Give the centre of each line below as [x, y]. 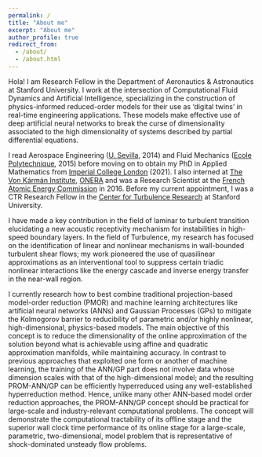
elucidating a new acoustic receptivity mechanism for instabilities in [118, 228]
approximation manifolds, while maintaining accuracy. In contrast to [117, 352]
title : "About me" [38, 23]
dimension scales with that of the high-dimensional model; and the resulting [131, 377]
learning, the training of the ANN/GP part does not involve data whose [122, 369]
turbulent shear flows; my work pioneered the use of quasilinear [112, 254]
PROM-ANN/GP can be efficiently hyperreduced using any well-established [130, 386]
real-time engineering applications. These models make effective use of [124, 115]
